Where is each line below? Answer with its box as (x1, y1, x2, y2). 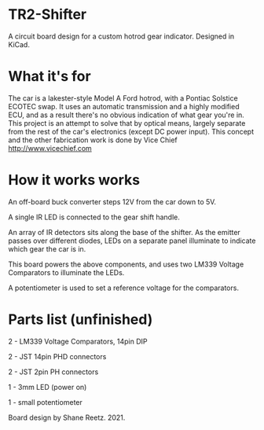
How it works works (8, 171, 140, 189)
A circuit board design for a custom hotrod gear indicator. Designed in (8, 31, 235, 41)
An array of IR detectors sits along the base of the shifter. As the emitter (8, 227, 241, 237)
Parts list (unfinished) (8, 311, 153, 328)
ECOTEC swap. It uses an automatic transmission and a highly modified (8, 101, 240, 111)
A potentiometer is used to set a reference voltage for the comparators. (8, 283, 240, 292)
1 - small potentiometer (8, 397, 82, 406)
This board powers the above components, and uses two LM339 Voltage (8, 259, 244, 269)
